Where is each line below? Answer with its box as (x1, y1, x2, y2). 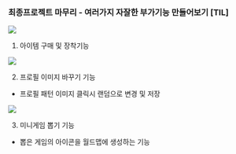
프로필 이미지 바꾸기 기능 (19, 72, 96, 82)
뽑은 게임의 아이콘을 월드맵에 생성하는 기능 (19, 137, 151, 147)
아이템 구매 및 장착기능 (19, 41, 90, 50)
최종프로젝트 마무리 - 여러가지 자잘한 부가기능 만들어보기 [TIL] (8, 6, 230, 17)
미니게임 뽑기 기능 (19, 120, 75, 130)
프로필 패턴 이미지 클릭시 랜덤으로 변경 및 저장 (19, 89, 160, 99)
